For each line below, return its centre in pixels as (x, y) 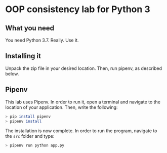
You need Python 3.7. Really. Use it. (42, 40)
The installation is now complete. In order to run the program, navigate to (81, 131)
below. (12, 73)
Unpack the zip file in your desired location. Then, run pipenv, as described (84, 68)
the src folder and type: (30, 136)
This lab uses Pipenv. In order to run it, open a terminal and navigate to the (83, 102)
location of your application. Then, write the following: (61, 107)
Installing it (23, 56)
